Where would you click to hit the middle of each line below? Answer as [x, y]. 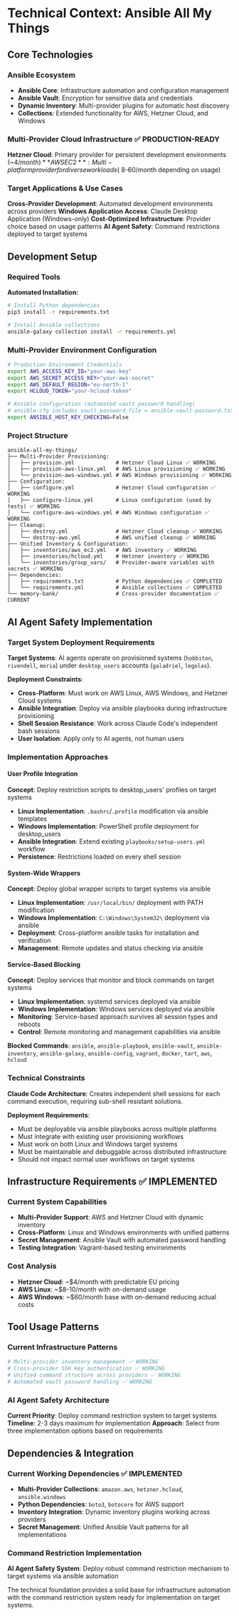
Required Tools [34, 277]
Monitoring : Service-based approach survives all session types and [118, 1017]
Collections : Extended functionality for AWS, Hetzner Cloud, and [113, 113]
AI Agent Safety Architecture [58, 1400]
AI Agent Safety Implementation [80, 622]
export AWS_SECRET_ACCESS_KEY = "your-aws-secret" [81, 378]
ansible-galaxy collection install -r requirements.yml [92, 332]
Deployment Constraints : [45, 679]
